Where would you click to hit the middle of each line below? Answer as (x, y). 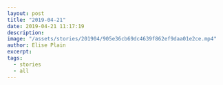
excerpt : (20, 52)
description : (26, 33)
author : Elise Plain (37, 45)
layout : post (26, 13)
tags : (15, 58)
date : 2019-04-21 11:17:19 (46, 26)
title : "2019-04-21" (37, 20)
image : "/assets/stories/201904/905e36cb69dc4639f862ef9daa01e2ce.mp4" (112, 39)
